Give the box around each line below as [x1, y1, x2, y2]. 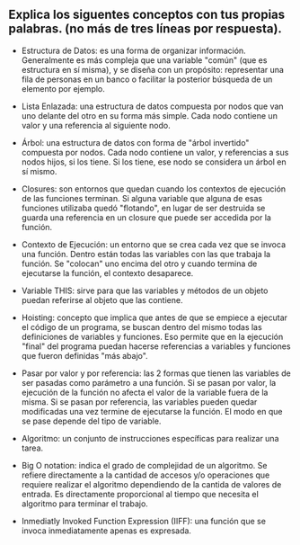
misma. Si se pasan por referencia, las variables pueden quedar [21, 396, 258, 407]
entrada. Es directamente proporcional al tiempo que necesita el [21, 488, 260, 499]
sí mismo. [21, 165, 57, 176]
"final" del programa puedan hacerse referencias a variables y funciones [21, 341, 291, 352]
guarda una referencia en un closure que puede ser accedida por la [21, 211, 271, 223]
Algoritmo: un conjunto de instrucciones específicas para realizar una [21, 433, 279, 443]
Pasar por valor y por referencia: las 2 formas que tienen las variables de [21, 368, 291, 379]
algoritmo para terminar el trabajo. [21, 498, 149, 509]
